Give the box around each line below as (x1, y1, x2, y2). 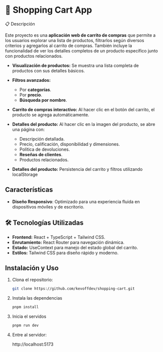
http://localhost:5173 (12, 341, 54, 347)
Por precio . (19, 92, 42, 97)
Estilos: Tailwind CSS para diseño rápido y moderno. (12, 250, 119, 256)
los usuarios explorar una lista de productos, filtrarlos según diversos (5, 37, 144, 43)
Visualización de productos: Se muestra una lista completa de (12, 62, 139, 68)
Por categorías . (19, 87, 51, 93)
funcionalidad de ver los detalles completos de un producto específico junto (5, 47, 158, 53)
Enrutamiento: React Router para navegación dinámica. (12, 239, 124, 245)
